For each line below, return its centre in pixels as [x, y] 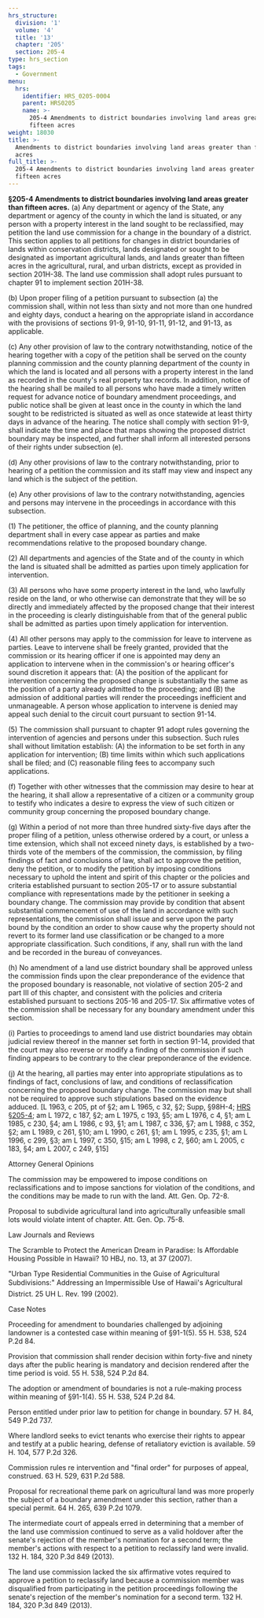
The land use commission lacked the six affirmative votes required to [120, 1572]
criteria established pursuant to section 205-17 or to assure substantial [123, 885]
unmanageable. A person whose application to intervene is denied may [123, 705]
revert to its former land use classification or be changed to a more [116, 935]
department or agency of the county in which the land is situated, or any [125, 215]
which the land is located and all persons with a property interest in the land [131, 372]
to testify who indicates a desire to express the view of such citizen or [121, 803]
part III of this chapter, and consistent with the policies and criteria [115, 992]
